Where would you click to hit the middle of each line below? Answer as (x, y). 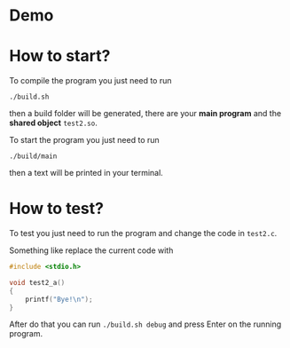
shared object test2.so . (53, 123)
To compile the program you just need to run (90, 81)
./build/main (33, 156)
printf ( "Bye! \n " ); (59, 299)
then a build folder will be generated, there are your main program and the (145, 114)
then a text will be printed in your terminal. (86, 173)
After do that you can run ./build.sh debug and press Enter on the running (145, 324)
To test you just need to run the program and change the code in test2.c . (143, 233)
